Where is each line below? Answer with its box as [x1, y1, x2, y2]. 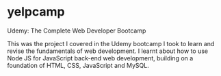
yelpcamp [7, 4, 65, 20]
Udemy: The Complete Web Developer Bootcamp [7, 26, 146, 35]
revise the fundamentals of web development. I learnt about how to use [7, 47, 209, 55]
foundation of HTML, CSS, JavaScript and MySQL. [7, 61, 149, 69]
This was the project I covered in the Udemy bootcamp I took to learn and [7, 39, 215, 47]
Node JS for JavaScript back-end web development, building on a [7, 54, 194, 62]
